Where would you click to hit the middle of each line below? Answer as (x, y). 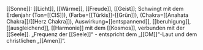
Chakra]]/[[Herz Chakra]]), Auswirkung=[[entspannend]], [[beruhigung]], (99, 21)
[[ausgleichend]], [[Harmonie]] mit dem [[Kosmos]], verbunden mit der (96, 28)
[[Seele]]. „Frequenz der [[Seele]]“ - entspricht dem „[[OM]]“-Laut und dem (102, 34)
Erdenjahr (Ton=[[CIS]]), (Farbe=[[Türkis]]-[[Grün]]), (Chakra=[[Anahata (98, 15)
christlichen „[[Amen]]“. (36, 41)
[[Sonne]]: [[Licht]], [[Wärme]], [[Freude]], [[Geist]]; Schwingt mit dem (95, 9)
